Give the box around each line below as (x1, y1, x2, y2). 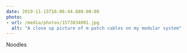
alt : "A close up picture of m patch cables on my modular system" (11, 25, 182, 31)
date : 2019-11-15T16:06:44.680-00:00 (6, 8, 100, 15)
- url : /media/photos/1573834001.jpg (6, 19, 100, 25)
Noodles (6, 41, 27, 48)
